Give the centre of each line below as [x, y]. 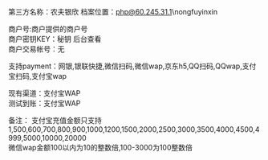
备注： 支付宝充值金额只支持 [55, 120]
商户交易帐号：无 [37, 49]
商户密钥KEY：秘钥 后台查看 [55, 39]
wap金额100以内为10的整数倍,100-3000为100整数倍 [107, 148]
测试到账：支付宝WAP [45, 103]
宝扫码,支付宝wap [37, 76]
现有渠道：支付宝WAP [45, 93]
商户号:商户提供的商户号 [48, 29]
